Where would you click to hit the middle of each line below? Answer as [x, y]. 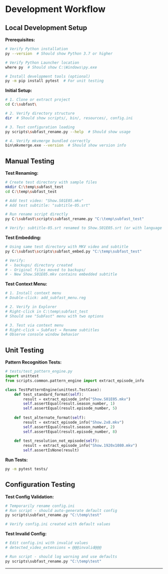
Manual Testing [30, 161]
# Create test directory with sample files [51, 182]
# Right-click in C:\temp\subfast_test [47, 312]
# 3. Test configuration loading [40, 127]
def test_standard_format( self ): [49, 394]
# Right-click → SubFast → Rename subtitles [52, 330]
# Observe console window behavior [42, 335]
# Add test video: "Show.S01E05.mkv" [44, 201]
